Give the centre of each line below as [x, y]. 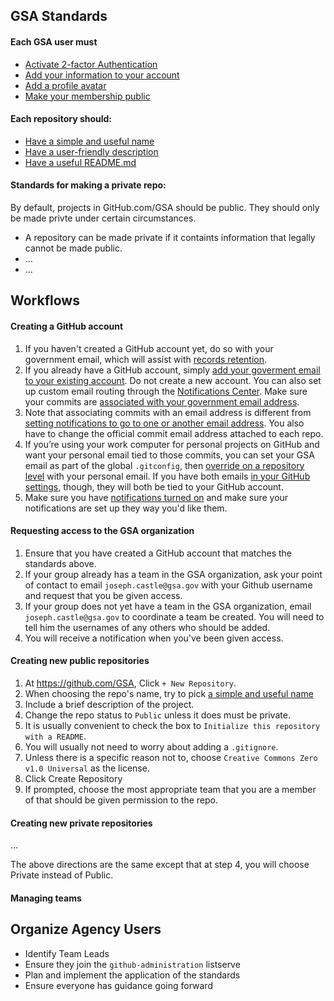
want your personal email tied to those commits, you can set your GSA [169, 455]
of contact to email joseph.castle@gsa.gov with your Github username [168, 585]
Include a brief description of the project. [109, 704]
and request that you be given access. [103, 595]
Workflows [45, 300]
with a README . [55, 736]
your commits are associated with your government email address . [162, 401]
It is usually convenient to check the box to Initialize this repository [172, 725]
